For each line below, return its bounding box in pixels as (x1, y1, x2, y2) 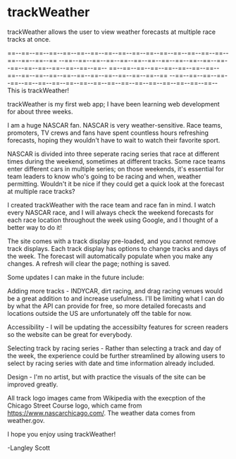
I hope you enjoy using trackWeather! (7, 429, 116, 438)
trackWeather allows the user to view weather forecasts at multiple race (7, 27, 216, 36)
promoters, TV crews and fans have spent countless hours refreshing (7, 128, 209, 137)
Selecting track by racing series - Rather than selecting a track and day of (7, 343, 222, 353)
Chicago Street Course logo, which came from (7, 401, 142, 410)
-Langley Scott (7, 443, 51, 452)
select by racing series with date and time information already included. (7, 359, 216, 367)
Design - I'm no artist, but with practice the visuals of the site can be (7, 372, 206, 381)
